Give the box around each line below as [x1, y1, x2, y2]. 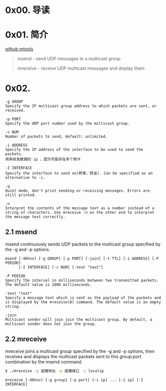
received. [5, 108, 26, 113]
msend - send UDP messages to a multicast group [17, 56, 121, 62]
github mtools [5, 46, 33, 52]
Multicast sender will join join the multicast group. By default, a [5, 317, 153, 322]
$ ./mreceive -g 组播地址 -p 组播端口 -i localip [5, 368, 104, 374]
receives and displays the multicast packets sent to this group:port [5, 353, 142, 359]
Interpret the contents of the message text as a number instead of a [5, 206, 155, 211]
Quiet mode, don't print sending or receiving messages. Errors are [5, 188, 150, 193]
